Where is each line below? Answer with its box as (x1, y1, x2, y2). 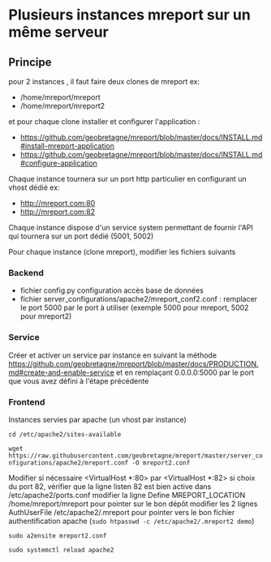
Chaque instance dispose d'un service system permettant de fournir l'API (8, 223, 254, 232)
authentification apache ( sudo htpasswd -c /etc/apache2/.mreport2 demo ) (8, 516, 255, 526)
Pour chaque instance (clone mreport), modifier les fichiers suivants (8, 247, 236, 256)
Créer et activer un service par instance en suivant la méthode (8, 350, 217, 360)
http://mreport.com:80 (19, 199, 96, 208)
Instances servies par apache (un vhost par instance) (8, 414, 187, 424)
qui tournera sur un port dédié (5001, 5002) (8, 231, 154, 241)
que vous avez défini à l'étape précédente (8, 375, 149, 386)
